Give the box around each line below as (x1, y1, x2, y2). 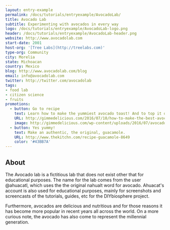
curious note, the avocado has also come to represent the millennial (5, 213, 147, 219)
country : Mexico (5, 64, 39, 69)
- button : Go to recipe (10, 106, 60, 111)
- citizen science (5, 92, 44, 97)
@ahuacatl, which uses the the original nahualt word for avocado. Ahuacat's (5, 182, 164, 188)
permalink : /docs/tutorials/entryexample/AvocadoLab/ (5, 12, 121, 17)
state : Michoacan (5, 59, 42, 64)
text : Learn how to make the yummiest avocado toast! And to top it (14, 111, 162, 117)
